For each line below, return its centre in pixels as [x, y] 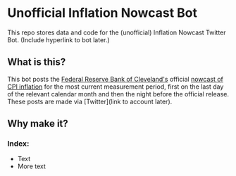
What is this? [37, 62]
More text [31, 166]
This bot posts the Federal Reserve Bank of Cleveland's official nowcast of [115, 79]
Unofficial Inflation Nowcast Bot [103, 13]
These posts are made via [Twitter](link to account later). [90, 101]
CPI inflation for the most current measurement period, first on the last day [116, 87]
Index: [18, 144]
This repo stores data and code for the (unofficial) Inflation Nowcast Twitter [117, 32]
